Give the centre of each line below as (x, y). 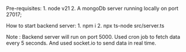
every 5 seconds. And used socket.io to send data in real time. (81, 43)
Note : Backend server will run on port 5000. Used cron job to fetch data (93, 37)
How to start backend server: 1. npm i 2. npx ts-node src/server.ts (85, 26)
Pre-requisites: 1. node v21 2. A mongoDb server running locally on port (92, 8)
